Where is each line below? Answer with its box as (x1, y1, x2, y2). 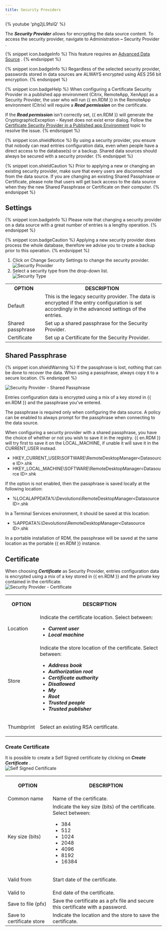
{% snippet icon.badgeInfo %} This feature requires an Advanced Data (5, 51, 150, 57)
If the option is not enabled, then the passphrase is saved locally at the (5, 480, 150, 486)
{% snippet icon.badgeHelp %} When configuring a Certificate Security (5, 86, 152, 92)
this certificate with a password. (52, 904, 127, 911)
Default (7, 303, 25, 310)
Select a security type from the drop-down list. (12, 268, 108, 274)
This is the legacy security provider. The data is (44, 293, 156, 300)
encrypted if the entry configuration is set (44, 300, 142, 307)
